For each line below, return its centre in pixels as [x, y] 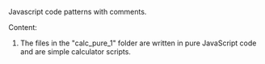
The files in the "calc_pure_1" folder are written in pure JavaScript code [138, 43]
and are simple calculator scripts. [76, 51]
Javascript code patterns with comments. [78, 12]
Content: [23, 27]
